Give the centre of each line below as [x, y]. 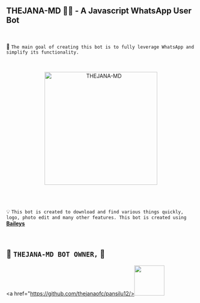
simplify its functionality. [43, 52]
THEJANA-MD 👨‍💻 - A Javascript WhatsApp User [99, 11]
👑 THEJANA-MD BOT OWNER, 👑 [56, 254]
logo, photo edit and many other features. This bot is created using [96, 217]
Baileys [16, 223]
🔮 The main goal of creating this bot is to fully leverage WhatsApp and [100, 46]
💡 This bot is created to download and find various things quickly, [95, 211]
